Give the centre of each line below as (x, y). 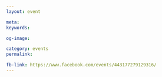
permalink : (19, 54)
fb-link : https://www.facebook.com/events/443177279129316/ (82, 65)
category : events (27, 49)
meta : (13, 22)
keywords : (18, 28)
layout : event (24, 11)
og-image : (18, 38)
